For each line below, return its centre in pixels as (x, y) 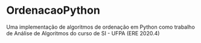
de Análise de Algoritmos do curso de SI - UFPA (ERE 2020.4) (83, 33)
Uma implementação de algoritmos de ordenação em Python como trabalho (101, 27)
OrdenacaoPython (53, 10)
